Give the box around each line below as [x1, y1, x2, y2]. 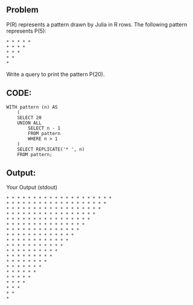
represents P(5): [6, 27, 47, 34]
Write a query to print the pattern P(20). [6, 71, 105, 78]
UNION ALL [17, 120, 42, 126]
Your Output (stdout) [6, 184, 58, 191]
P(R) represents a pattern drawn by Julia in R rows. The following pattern [6, 20, 188, 28]
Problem [6, 5, 39, 15]
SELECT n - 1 [28, 125, 61, 131]
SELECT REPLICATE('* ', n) [17, 146, 85, 152]
